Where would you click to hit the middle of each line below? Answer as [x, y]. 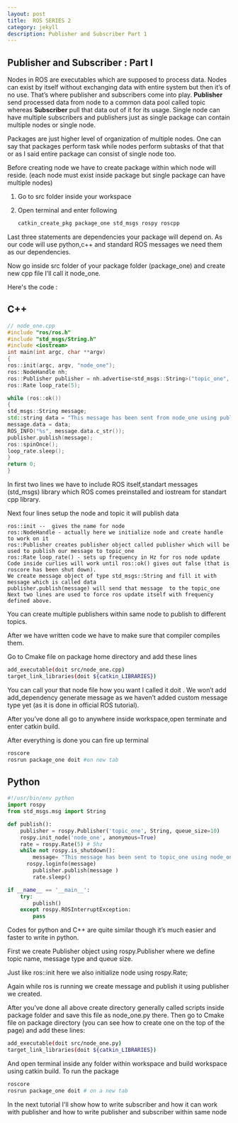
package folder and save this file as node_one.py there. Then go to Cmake [116, 1015]
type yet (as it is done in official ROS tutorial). [73, 705]
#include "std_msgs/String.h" [52, 339]
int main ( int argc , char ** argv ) [57, 353]
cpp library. [24, 499]
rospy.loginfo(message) [61, 864]
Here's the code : [33, 287]
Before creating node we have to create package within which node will [112, 168]
